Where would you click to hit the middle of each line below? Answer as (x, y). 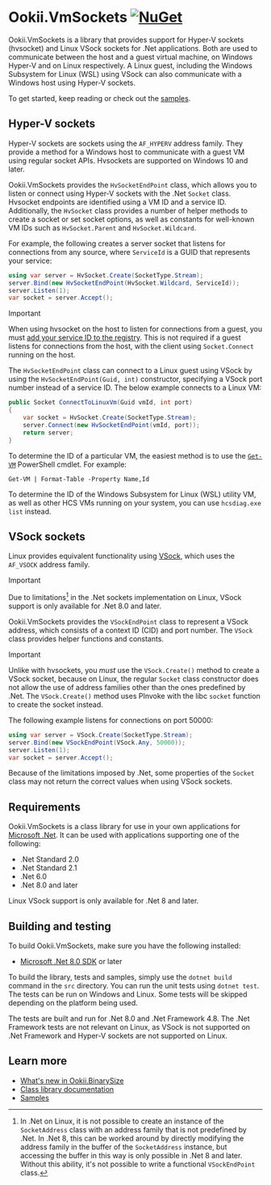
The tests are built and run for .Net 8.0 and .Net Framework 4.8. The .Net (129, 1018)
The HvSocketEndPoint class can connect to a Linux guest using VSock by (130, 370)
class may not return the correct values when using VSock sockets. (120, 781)
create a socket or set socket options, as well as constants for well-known (131, 219)
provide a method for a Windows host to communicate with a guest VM (127, 152)
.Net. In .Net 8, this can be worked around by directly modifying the (132, 1138)
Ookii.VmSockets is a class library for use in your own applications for (124, 827)
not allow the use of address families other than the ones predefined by (127, 687)
